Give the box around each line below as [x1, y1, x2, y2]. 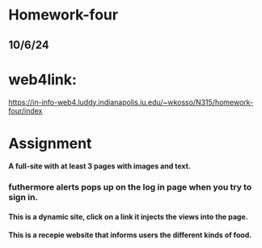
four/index [8, 105, 43, 115]
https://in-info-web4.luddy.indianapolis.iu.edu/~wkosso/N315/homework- [8, 97, 254, 107]
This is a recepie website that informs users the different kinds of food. [8, 230, 252, 240]
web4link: [8, 71, 77, 88]
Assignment [8, 134, 92, 152]
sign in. [8, 192, 39, 203]
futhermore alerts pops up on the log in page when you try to [8, 182, 252, 193]
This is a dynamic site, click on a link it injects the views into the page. [8, 212, 248, 221]
